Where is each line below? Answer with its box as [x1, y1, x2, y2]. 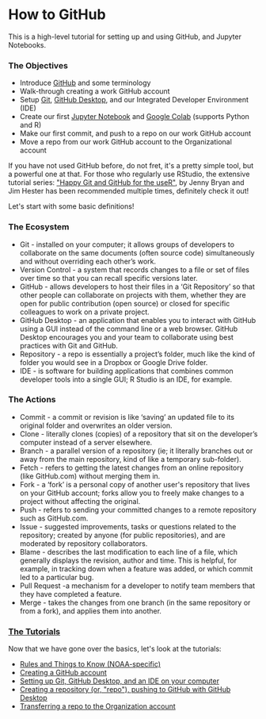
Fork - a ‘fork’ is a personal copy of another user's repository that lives [19, 479, 251, 489]
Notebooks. [8, 40, 47, 49]
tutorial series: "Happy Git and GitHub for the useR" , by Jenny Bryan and [8, 178, 245, 187]
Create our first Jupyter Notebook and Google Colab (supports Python [19, 112, 249, 121]
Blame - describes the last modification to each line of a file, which [19, 547, 237, 556]
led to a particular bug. [19, 572, 94, 582]
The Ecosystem [8, 221, 70, 233]
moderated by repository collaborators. [19, 538, 148, 548]
